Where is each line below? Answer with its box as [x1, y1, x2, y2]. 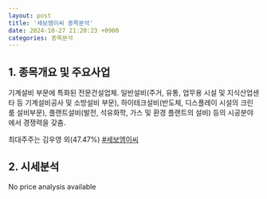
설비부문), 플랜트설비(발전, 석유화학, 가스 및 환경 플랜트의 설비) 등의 [16, 108, 226, 118]
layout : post [8, 11, 52, 20]
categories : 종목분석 [8, 33, 73, 42]
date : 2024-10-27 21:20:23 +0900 [8, 26, 120, 34]
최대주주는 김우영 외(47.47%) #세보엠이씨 [8, 135, 139, 144]
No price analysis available [8, 181, 96, 191]
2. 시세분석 [8, 160, 60, 174]
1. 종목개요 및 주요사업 [8, 65, 111, 79]
